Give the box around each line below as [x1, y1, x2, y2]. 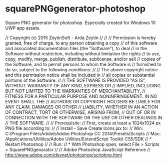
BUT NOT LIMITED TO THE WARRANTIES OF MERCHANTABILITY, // [5, 88, 146, 94]
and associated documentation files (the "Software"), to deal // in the [5, 45, 147, 51]
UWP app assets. [5, 25, 41, 31]
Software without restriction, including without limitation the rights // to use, [5, 51, 161, 57]
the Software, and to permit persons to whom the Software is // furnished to [5, 61, 161, 67]
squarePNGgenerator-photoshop [5, 3, 146, 15]
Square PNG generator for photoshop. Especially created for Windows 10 [5, 20, 156, 26]
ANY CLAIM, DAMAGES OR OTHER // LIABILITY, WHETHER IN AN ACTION [5, 104, 158, 110]
